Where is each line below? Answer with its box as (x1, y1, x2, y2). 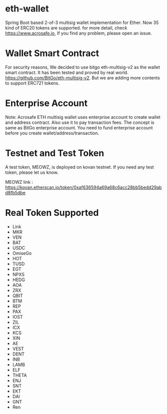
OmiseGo (12, 250, 32, 256)
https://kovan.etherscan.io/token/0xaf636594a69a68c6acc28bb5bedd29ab (5, 184, 162, 190)
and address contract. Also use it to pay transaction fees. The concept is (5, 119, 155, 125)
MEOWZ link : (5, 179, 33, 185)
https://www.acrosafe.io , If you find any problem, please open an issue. (5, 30, 152, 36)
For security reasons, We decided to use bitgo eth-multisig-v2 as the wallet (5, 64, 161, 70)
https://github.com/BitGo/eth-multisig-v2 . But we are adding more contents (5, 74, 161, 80)
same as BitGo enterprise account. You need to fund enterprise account (5, 124, 153, 130)
